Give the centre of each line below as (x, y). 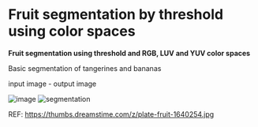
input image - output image (52, 84)
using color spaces (72, 31)
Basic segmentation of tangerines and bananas (85, 68)
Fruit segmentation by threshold (116, 15)
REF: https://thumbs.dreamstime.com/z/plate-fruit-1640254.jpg (111, 114)
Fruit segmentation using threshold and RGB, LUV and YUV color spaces (129, 53)
